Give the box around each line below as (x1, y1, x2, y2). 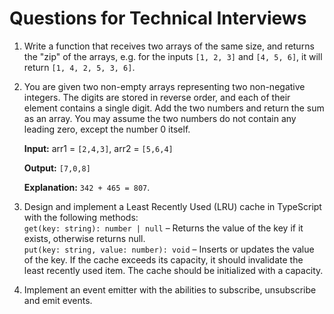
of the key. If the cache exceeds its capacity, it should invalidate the (23, 253, 304, 266)
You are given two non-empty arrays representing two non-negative (23, 80, 306, 92)
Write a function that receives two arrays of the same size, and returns (23, 40, 315, 52)
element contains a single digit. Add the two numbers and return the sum (23, 102, 325, 114)
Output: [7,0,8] (23, 162, 91, 174)
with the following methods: (23, 211, 139, 223)
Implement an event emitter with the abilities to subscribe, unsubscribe (23, 283, 317, 296)
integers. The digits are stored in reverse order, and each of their (23, 91, 291, 103)
